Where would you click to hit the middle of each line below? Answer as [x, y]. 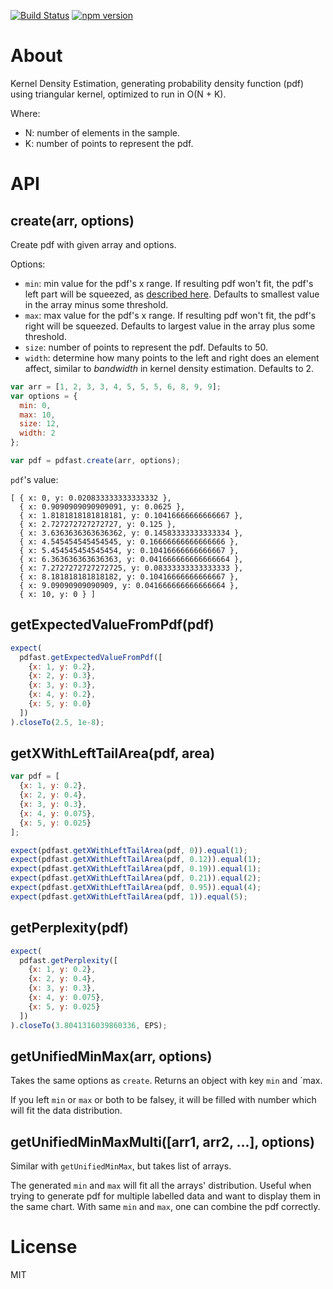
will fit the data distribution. [66, 1111]
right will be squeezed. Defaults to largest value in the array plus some [170, 326]
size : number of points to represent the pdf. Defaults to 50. [146, 347]
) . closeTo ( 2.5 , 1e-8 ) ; [57, 722]
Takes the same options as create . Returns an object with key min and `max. [166, 1081]
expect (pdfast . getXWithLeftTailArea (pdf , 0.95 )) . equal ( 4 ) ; [136, 888]
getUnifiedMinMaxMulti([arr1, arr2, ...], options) [162, 1141]
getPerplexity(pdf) [69, 928]
